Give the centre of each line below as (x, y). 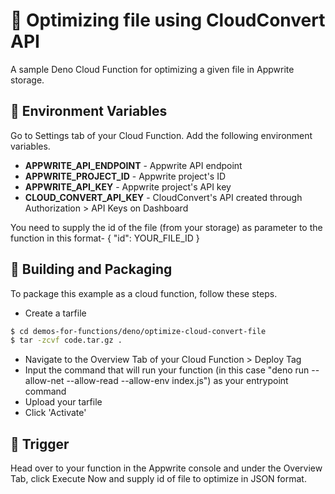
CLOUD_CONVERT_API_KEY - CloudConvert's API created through (163, 197)
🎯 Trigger (40, 444)
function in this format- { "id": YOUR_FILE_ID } (105, 238)
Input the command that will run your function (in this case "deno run (167, 370)
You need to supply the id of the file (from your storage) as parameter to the (166, 227)
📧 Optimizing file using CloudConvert (168, 20)
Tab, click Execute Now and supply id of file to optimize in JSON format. (158, 479)
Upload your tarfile (63, 402)
